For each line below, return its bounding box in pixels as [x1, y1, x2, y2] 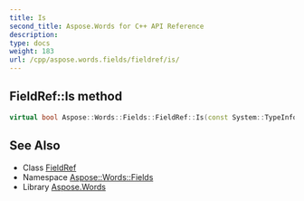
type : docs [9, 38, 51, 48]
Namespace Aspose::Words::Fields [22, 171, 154, 182]
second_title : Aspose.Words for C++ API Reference [9, 22, 204, 31]
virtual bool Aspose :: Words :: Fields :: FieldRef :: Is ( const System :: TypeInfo [9, 112, 298, 122]
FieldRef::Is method [9, 89, 123, 104]
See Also [9, 138, 61, 154]
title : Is [9, 13, 47, 23]
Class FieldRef [22, 162, 77, 173]
